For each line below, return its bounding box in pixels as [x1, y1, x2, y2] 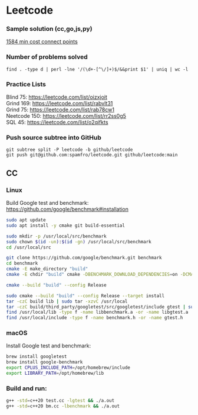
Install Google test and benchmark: [6, 342, 91, 349]
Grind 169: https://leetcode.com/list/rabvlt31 [6, 100, 113, 107]
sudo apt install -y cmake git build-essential [6, 223, 126, 229]
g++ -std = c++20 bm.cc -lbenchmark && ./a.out [6, 403, 120, 409]
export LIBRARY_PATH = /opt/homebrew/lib [6, 371, 104, 377]
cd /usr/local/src [6, 244, 51, 250]
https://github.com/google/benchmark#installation [6, 205, 128, 213]
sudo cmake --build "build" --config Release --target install [6, 292, 165, 299]
